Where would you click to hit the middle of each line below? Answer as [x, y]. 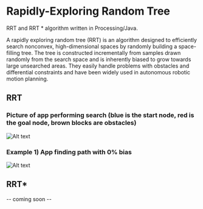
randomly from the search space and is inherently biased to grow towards [99, 59]
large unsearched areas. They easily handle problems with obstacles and [98, 66]
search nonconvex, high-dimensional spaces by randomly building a [92, 46]
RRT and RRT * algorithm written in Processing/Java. [72, 28]
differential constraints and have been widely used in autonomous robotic [98, 72]
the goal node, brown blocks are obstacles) [71, 123]
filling [13, 52]
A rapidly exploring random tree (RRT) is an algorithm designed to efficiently [102, 40]
